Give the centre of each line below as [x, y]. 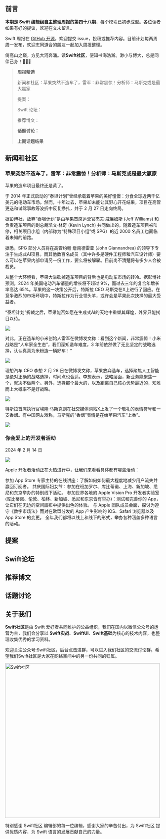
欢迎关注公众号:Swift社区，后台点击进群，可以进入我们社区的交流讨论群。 [80, 650]
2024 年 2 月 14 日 [24, 450]
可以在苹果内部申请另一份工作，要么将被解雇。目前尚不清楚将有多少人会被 [85, 260]
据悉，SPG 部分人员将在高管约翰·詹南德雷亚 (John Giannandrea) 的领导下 [80, 248]
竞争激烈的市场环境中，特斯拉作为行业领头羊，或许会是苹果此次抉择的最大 [81, 296]
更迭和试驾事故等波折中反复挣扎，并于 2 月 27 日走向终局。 [65, 208]
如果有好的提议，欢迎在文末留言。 [40, 28]
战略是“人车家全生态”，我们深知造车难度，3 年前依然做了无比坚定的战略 [78, 344]
